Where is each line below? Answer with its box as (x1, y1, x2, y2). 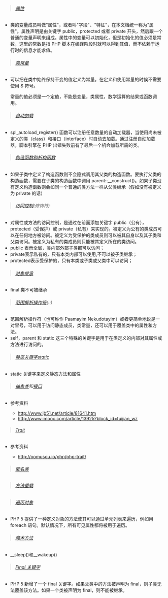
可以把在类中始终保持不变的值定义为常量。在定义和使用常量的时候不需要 (10, 77, 161, 83)
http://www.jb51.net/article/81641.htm (17, 410, 96, 416)
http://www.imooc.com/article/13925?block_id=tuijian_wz (17, 415, 138, 421)
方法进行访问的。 (10, 341, 46, 348)
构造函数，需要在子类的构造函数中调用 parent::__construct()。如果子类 (10, 177, 157, 183)
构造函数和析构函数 (15, 154, 56, 160)
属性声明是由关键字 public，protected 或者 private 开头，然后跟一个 (21, 28, 163, 35)
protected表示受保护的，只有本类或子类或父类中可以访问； (10, 257, 133, 264)
